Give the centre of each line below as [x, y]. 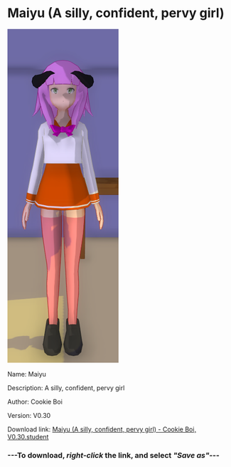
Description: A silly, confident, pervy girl [66, 388]
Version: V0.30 [29, 415]
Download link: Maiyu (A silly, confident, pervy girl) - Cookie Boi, [102, 429]
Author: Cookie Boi [35, 402]
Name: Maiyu [27, 374]
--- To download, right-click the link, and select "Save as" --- [114, 455]
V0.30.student [28, 436]
